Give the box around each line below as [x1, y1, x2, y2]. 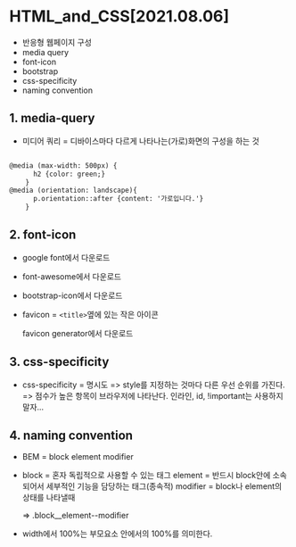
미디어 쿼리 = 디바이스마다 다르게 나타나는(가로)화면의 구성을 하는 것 [21, 136, 260, 146]
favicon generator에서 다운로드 [21, 327, 134, 338]
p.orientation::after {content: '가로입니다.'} [32, 195, 204, 203]
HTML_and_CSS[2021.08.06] [9, 6, 230, 27]
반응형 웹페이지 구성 [21, 37, 92, 47]
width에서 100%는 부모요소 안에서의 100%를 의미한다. [21, 528, 213, 539]
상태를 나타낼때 [21, 493, 76, 503]
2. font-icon [9, 228, 77, 243]
